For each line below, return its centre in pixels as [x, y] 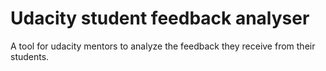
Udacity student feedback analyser [160, 18]
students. [30, 56]
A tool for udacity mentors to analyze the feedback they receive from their [163, 46]
